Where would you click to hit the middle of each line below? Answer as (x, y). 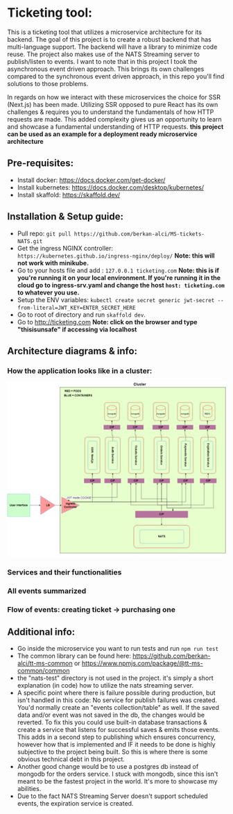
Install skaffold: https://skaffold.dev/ (68, 194)
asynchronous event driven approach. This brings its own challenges (106, 69)
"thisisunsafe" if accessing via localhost (77, 329)
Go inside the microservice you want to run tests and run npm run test (118, 649)
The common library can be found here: (74, 656)
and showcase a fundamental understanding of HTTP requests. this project (115, 126)
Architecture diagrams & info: (72, 351)
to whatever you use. (48, 292)
